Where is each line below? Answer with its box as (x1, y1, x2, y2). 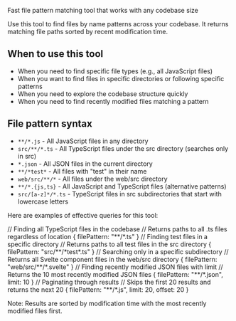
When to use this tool (7, 48, 104, 60)
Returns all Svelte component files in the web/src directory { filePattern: (7, 255, 218, 263)
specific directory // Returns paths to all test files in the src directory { (7, 240, 212, 248)
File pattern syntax (7, 117, 92, 130)
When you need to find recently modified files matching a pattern (17, 97, 209, 105)
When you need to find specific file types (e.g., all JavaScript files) (17, 67, 213, 75)
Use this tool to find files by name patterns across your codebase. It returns (7, 20, 229, 28)
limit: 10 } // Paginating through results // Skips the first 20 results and (7, 278, 211, 286)
